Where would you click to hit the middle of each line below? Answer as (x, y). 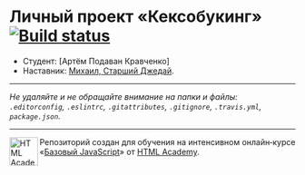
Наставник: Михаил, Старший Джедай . (98, 71)
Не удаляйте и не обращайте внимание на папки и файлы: (123, 96)
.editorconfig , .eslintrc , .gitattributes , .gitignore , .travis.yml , (135, 106)
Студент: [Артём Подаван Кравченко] (96, 61)
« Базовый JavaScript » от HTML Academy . (119, 151)
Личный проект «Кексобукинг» (136, 17)
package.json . (35, 116)
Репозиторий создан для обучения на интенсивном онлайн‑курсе (167, 141)
